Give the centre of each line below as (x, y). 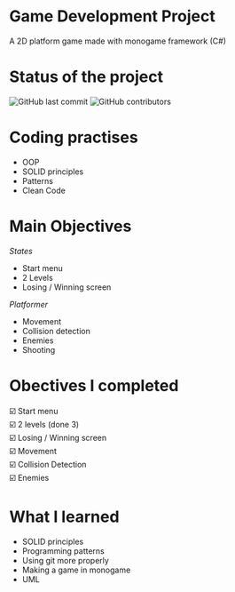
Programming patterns (63, 551)
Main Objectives (70, 226)
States (21, 251)
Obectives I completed (94, 385)
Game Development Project (112, 16)
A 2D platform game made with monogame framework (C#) (117, 41)
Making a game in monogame (76, 570)
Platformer (29, 304)
